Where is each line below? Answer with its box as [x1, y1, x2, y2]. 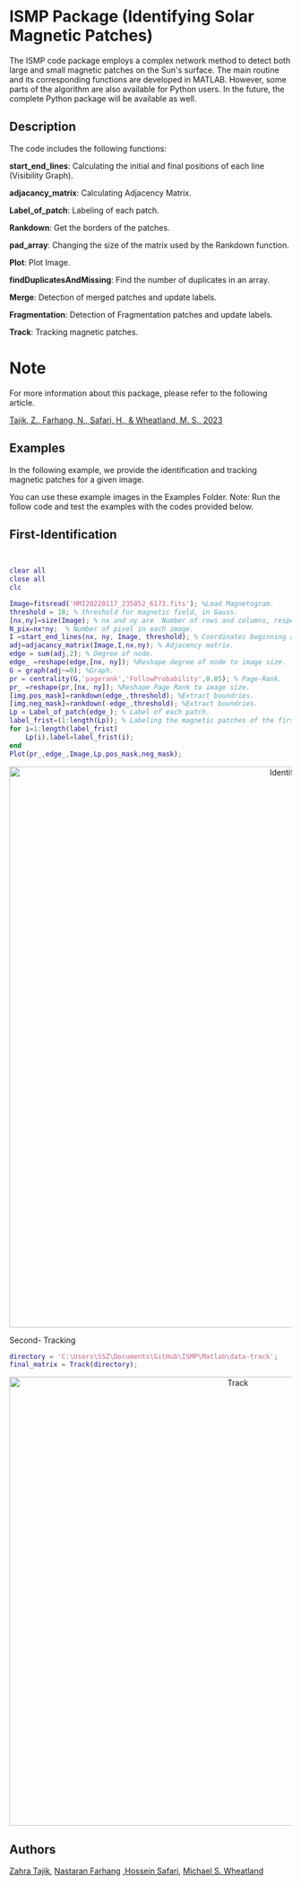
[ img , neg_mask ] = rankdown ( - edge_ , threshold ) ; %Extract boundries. [9, 699, 259, 708]
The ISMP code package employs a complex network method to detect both [9, 55, 291, 66]
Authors [9, 1842, 56, 1857]
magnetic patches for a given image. [9, 474, 145, 485]
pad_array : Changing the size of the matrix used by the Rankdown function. [9, 240, 289, 250]
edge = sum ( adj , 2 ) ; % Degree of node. [9, 649, 154, 659]
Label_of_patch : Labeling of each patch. [9, 205, 159, 215]
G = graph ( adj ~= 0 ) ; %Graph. [9, 666, 115, 675]
